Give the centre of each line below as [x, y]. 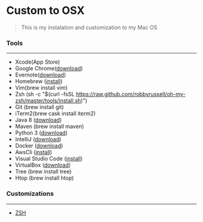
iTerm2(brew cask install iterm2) [55, 113]
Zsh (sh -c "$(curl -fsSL [45, 94]
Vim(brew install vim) [41, 88]
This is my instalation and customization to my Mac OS [89, 27]
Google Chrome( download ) [49, 69]
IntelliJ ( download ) [38, 140]
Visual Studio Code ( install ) [49, 159]
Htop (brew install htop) [44, 178]
